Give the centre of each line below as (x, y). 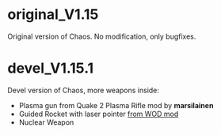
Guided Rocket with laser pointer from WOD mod (99, 114)
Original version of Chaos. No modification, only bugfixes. (102, 36)
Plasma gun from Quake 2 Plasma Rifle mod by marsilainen (116, 105)
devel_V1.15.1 (51, 68)
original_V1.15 (53, 15)
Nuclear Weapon (46, 122)
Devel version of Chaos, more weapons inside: (84, 90)
